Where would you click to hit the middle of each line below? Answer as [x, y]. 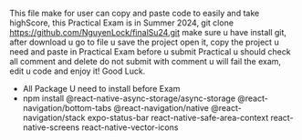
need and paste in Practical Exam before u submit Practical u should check [150, 52]
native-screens [51, 127]
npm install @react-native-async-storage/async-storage [129, 98]
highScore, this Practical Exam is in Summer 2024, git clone [122, 23]
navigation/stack [54, 118]
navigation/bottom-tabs [67, 108]
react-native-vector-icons [130, 127]
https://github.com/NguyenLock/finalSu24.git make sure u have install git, [148, 32]
